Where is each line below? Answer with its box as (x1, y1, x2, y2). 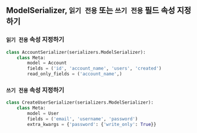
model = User (27, 111, 59, 117)
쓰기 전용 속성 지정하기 (6, 86, 65, 94)
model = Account (27, 60, 67, 66)
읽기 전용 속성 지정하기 (6, 36, 65, 44)
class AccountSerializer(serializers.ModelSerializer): (6, 49, 146, 55)
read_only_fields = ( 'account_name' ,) (27, 71, 122, 77)
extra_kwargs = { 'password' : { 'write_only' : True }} (27, 121, 157, 127)
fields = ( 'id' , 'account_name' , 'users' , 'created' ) (27, 66, 162, 71)
